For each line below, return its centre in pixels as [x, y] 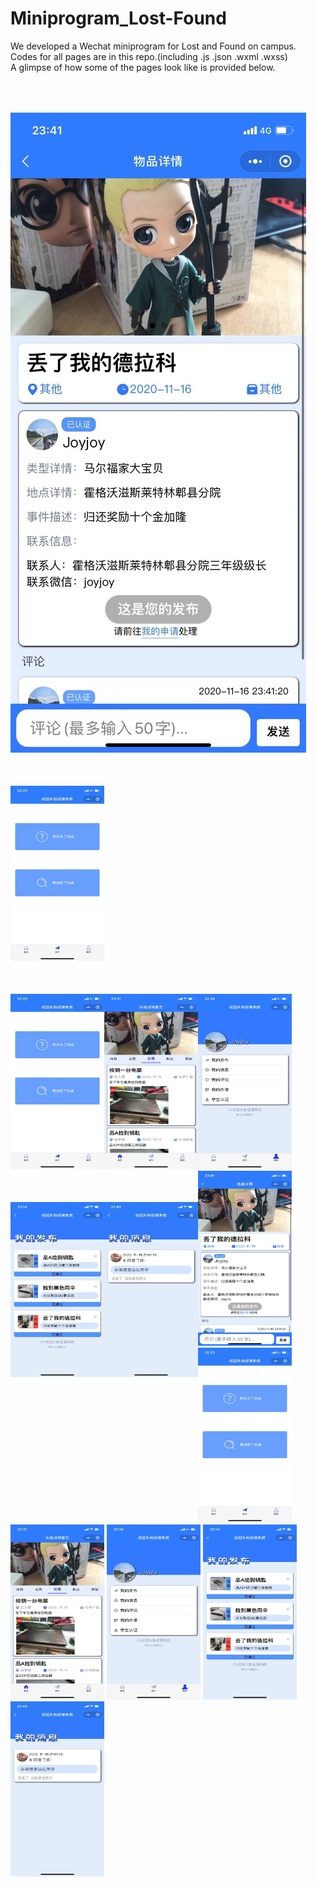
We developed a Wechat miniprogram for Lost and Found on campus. [153, 46]
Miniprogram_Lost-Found [118, 18]
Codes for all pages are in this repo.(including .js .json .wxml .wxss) [149, 56]
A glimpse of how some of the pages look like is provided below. [143, 67]
